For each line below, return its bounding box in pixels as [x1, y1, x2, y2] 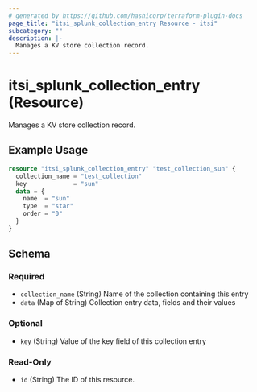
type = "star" [23, 202, 74, 210]
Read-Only [8, 356, 52, 367]
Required [8, 271, 45, 283]
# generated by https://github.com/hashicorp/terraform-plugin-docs [8, 11, 243, 20]
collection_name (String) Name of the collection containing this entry [19, 289, 249, 299]
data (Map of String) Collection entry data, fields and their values [19, 298, 236, 307]
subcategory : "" [8, 27, 63, 35]
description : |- [8, 34, 63, 43]
